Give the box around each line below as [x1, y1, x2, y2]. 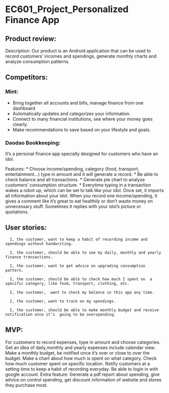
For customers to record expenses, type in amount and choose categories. [5, 339, 160, 345]
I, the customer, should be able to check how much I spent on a [10, 276, 152, 281]
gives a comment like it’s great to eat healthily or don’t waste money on [5, 198, 153, 204]
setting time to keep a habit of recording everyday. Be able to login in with [5, 366, 158, 372]
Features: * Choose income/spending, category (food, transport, [5, 166, 140, 172]
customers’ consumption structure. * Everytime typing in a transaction [5, 182, 151, 188]
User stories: [5, 223, 47, 232]
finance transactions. [5, 254, 53, 260]
